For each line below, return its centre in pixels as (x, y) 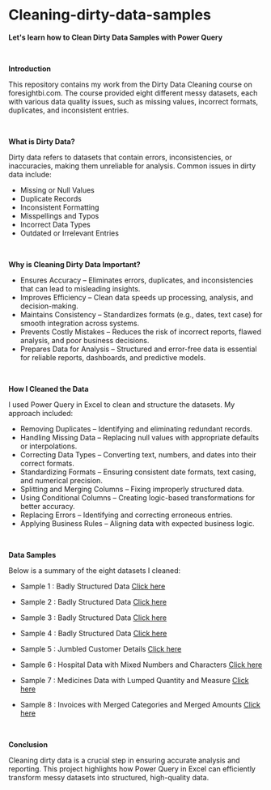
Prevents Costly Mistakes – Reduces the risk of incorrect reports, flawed (140, 331)
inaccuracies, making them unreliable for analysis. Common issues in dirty (132, 166)
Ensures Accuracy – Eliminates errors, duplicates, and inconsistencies (136, 280)
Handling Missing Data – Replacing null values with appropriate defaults (140, 437)
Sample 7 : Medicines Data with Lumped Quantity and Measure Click (134, 680)
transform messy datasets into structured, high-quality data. (109, 777)
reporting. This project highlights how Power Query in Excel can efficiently (132, 769)
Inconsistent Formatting (59, 207)
